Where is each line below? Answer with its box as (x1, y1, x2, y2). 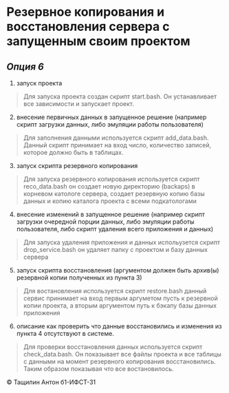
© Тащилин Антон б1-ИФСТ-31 (6, 378, 96, 386)
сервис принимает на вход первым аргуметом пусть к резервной (23, 294, 218, 302)
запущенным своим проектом (6, 34, 190, 49)
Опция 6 (6, 61, 44, 72)
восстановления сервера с (6, 19, 170, 34)
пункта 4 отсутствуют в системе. (16, 330, 114, 337)
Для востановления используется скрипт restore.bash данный (23, 287, 207, 295)
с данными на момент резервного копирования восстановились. (23, 357, 216, 365)
